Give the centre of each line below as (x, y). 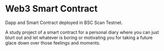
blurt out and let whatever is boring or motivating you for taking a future (79, 37)
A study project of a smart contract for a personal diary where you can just (82, 32)
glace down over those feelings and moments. (53, 42)
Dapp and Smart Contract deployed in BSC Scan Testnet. (64, 22)
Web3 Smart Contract (51, 9)
